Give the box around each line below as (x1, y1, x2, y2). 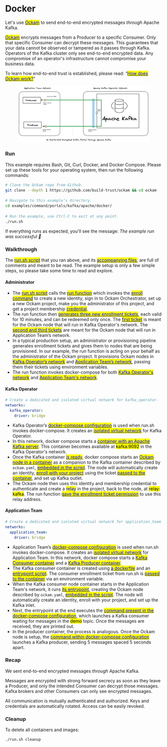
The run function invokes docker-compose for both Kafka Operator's (12, 369, 154, 375)
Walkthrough (5, 246, 37, 252)
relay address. (12, 496, 42, 502)
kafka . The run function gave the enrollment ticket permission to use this (12, 491, 162, 497)
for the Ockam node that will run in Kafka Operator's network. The (12, 322, 148, 328)
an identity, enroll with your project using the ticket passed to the (12, 470, 146, 476)
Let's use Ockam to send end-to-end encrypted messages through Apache (5, 19, 160, 25)
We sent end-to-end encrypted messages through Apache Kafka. (5, 668, 140, 674)
